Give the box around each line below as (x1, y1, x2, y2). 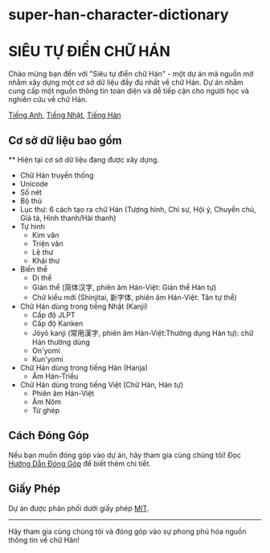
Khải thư (31, 256, 60, 265)
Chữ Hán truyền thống (19, 170, 94, 180)
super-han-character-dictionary (8, 6, 229, 24)
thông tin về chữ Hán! (8, 535, 80, 544)
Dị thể (31, 272, 52, 282)
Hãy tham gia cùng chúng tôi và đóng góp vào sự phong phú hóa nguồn (8, 526, 247, 536)
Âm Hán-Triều (31, 371, 79, 381)
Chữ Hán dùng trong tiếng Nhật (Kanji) (19, 301, 148, 311)
